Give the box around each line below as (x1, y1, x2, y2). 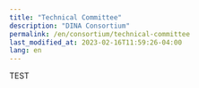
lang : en (9, 46, 42, 55)
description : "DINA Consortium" (9, 21, 130, 30)
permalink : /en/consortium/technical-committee (9, 29, 191, 38)
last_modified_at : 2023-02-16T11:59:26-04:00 (9, 37, 182, 47)
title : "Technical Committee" (9, 12, 123, 22)
